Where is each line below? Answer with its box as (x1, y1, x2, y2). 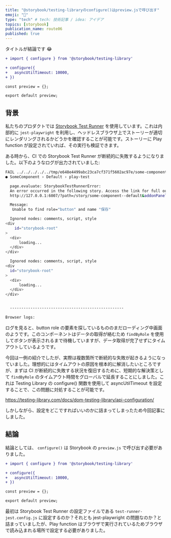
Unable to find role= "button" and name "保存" (12, 207, 111, 212)
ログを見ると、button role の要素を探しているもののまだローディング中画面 (5, 325, 163, 331)
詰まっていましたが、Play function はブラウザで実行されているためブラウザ (5, 521, 163, 527)
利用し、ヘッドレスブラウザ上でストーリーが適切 (60, 130, 163, 136)
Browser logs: (5, 315, 36, 320)
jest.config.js (5, 516, 38, 521)
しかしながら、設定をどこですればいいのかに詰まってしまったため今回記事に (5, 407, 165, 413)
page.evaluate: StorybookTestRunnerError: (10, 183, 101, 189)
